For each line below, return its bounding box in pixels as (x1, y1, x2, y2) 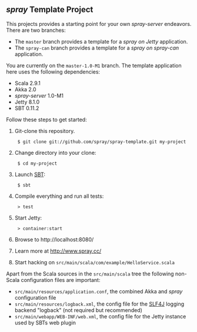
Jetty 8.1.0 (14, 98, 40, 105)
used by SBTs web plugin (14, 319, 76, 326)
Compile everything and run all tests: (14, 192, 104, 200)
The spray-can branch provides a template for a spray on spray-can (14, 44, 179, 51)
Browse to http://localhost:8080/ (14, 235, 94, 243)
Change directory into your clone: (14, 149, 96, 156)
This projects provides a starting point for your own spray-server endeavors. (6, 20, 192, 27)
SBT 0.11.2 (14, 104, 39, 111)
